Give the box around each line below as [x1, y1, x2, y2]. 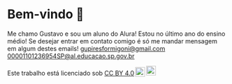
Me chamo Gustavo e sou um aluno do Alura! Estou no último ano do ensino [7, 29, 226, 38]
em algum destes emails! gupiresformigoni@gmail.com [7, 44, 166, 52]
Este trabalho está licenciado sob [7, 69, 103, 77]
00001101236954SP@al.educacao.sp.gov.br [7, 52, 135, 60]
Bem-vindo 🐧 [7, 6, 85, 22]
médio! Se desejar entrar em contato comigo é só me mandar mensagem [7, 36, 218, 45]
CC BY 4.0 [104, 69, 135, 77]
